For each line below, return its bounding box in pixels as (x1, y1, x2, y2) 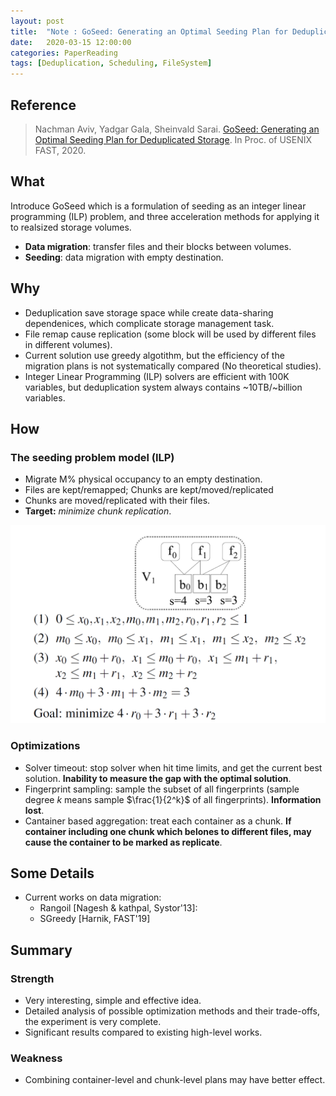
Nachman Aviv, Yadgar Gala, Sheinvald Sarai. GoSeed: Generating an (34, 123, 320, 135)
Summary (10, 941, 73, 959)
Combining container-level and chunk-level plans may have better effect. (24, 1074, 326, 1086)
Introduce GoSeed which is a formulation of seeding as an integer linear (10, 200, 307, 212)
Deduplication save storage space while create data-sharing (24, 306, 274, 319)
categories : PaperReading (10, 48, 118, 58)
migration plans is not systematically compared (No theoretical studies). (24, 360, 322, 372)
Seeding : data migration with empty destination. (24, 251, 224, 263)
